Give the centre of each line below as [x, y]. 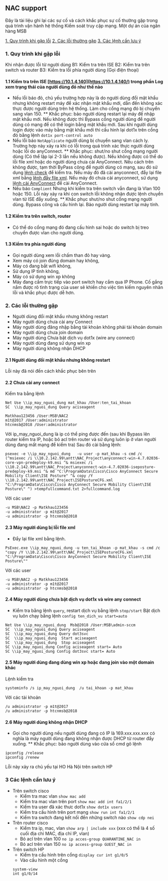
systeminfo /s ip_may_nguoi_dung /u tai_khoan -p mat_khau [69, 688]
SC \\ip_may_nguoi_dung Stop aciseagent [50, 642]
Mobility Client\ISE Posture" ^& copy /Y [49, 476]
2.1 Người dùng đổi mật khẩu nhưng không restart [58, 360]
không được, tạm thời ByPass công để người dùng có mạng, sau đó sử [85, 167]
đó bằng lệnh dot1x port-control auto [52, 135]
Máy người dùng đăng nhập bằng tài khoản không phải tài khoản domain [87, 327]
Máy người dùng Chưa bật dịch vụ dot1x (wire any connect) [74, 338]
